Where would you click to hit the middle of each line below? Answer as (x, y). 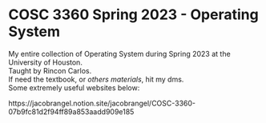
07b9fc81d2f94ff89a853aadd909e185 (71, 111)
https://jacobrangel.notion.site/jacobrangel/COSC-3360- (102, 103)
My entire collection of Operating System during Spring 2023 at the (119, 54)
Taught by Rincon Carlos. (50, 70)
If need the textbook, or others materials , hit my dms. (96, 79)
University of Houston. (45, 62)
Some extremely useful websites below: (74, 87)
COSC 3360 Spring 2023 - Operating (133, 15)
